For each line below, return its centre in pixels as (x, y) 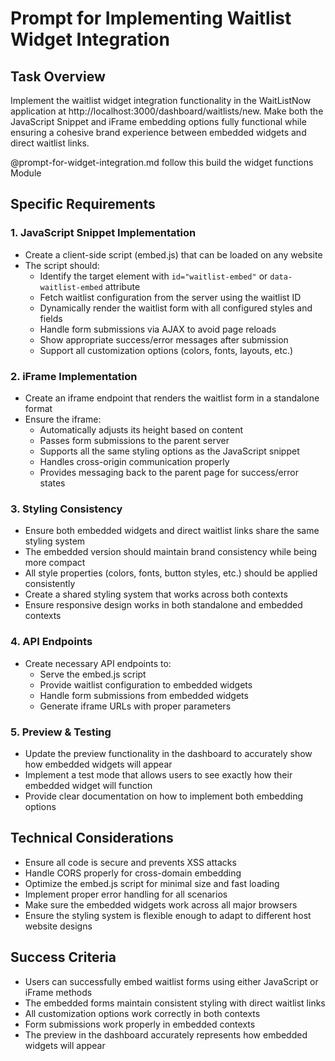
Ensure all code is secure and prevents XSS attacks (130, 862)
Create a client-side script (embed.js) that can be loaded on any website (173, 254)
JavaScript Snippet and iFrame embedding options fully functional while (158, 121)
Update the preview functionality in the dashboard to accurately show (168, 753)
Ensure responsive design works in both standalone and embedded (163, 605)
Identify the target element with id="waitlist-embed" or (153, 276)
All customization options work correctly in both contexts (142, 1013)
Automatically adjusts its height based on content (141, 429)
